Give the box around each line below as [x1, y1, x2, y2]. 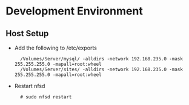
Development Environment [5, 4, 143, 18]
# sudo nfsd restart [20, 94, 72, 100]
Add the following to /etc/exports [14, 44, 98, 51]
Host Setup [5, 28, 49, 39]
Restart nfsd [14, 83, 45, 89]
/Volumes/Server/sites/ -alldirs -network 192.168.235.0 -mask [20, 66, 183, 72]
